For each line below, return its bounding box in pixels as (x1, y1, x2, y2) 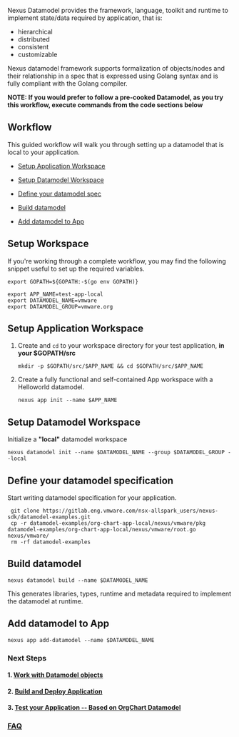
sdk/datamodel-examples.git (7, 513, 91, 521)
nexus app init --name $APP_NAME (17, 396, 118, 404)
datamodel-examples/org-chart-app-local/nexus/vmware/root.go (7, 526, 196, 533)
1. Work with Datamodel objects (7, 671, 103, 679)
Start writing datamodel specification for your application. (7, 493, 177, 502)
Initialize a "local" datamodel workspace (7, 435, 128, 443)
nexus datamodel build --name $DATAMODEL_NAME (7, 576, 148, 584)
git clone (10, 507, 40, 515)
